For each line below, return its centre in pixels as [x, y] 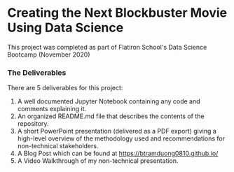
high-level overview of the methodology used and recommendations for [121, 138]
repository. [33, 124]
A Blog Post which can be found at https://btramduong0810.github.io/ [118, 153]
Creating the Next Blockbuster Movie [117, 13]
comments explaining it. [52, 109]
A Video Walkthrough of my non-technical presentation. [98, 161]
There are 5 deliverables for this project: [65, 88]
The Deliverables [37, 73]
